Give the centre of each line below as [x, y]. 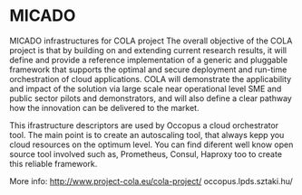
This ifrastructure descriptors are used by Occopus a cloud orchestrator [144, 125]
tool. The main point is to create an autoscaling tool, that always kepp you [147, 135]
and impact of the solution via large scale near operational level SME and [146, 88]
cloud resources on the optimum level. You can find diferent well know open [151, 144]
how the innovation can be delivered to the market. [104, 107]
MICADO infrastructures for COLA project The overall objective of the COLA [151, 41]
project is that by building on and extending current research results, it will [148, 50]
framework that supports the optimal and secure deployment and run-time [148, 70]
